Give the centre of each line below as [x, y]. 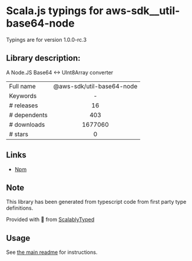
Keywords [23, 95]
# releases [24, 105]
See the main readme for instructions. [52, 252]
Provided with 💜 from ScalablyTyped [50, 220]
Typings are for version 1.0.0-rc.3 [47, 39]
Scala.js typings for [55, 11]
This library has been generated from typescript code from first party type [96, 202]
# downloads [27, 124]
